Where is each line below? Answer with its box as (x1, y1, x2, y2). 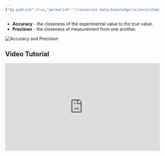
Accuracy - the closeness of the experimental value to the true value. (12, 21, 153, 27)
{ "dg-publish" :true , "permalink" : (5, 7, 74, 12)
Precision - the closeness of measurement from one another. (12, 26, 137, 32)
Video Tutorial (5, 50, 50, 58)
